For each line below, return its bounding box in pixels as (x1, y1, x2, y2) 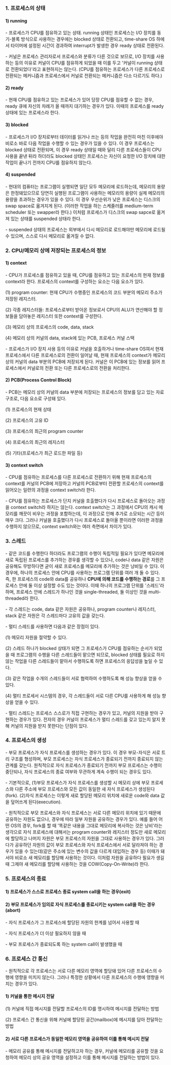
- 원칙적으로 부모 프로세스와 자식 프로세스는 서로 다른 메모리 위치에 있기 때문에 (5, 810, 161, 816)
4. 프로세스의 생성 (5, 737, 47, 744)
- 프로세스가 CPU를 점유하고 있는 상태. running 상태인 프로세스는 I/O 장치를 (5, 30, 156, 36)
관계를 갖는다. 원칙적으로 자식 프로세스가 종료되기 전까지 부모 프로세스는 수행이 (5, 762, 162, 768)
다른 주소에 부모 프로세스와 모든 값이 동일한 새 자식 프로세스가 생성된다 (14, 786, 155, 792)
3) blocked (5, 122, 29, 128)
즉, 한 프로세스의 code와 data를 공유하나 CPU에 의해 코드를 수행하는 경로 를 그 (5, 576, 160, 582)
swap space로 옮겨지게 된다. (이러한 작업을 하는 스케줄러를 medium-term (5, 203, 154, 209)
